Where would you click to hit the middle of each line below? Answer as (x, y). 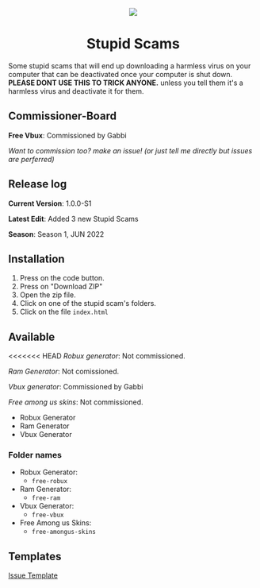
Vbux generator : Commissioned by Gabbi (76, 387)
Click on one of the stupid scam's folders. (88, 304)
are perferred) (31, 159)
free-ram (46, 498)
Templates (35, 556)
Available (32, 337)
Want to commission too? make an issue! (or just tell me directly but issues (130, 150)
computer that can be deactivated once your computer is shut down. (120, 74)
